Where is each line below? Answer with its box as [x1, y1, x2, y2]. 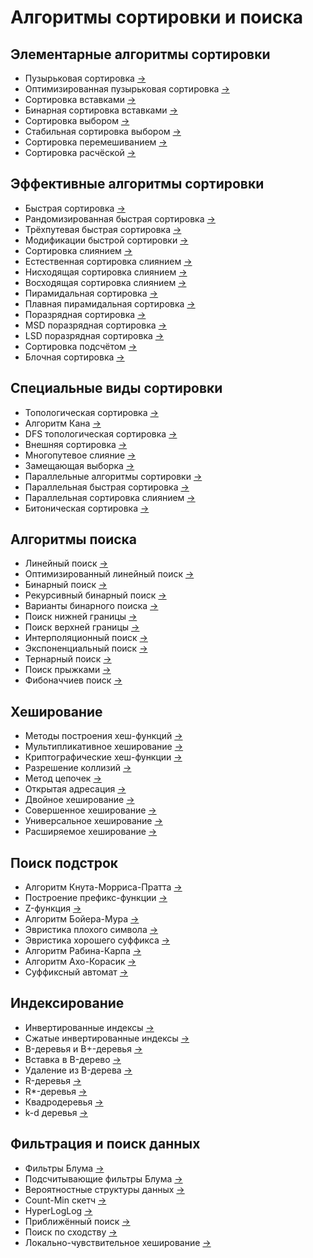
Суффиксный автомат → [24, 966, 129, 978]
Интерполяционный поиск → [24, 632, 148, 644]
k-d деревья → [24, 1106, 88, 1118]
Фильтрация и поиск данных [10, 1136, 201, 1153]
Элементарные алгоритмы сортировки [10, 46, 271, 63]
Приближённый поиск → [24, 1215, 131, 1227]
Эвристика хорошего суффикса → [24, 934, 171, 946]
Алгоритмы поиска [10, 531, 138, 548]
